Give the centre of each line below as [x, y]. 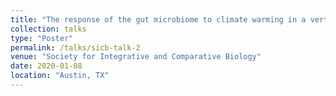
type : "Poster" [42, 38]
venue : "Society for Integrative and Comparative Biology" [136, 57]
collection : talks [48, 29]
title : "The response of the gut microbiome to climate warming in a [158, 19]
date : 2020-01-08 [46, 66]
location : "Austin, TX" [60, 76]
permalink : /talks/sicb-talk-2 [75, 47]
